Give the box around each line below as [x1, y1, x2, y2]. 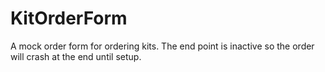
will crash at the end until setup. [10, 50, 142, 62]
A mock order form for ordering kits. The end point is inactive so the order [10, 40, 315, 52]
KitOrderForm [10, 7, 128, 30]
